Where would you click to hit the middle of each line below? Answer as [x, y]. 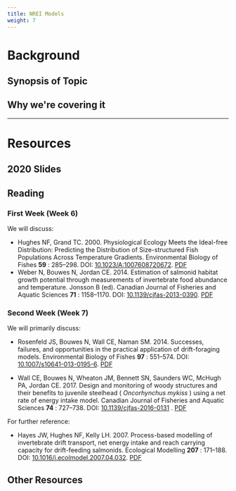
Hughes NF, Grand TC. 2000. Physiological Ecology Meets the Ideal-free [123, 242]
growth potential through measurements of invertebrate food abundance [122, 280]
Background [44, 55]
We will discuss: [31, 229]
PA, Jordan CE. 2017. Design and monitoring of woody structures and [117, 385]
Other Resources [45, 480]
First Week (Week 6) [43, 213]
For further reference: [39, 422]
